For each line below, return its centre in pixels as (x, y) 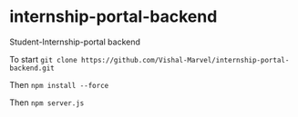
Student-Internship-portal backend (75, 42)
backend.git (32, 68)
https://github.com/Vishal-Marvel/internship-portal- (185, 60)
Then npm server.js (47, 102)
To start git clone (43, 59)
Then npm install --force (59, 84)
